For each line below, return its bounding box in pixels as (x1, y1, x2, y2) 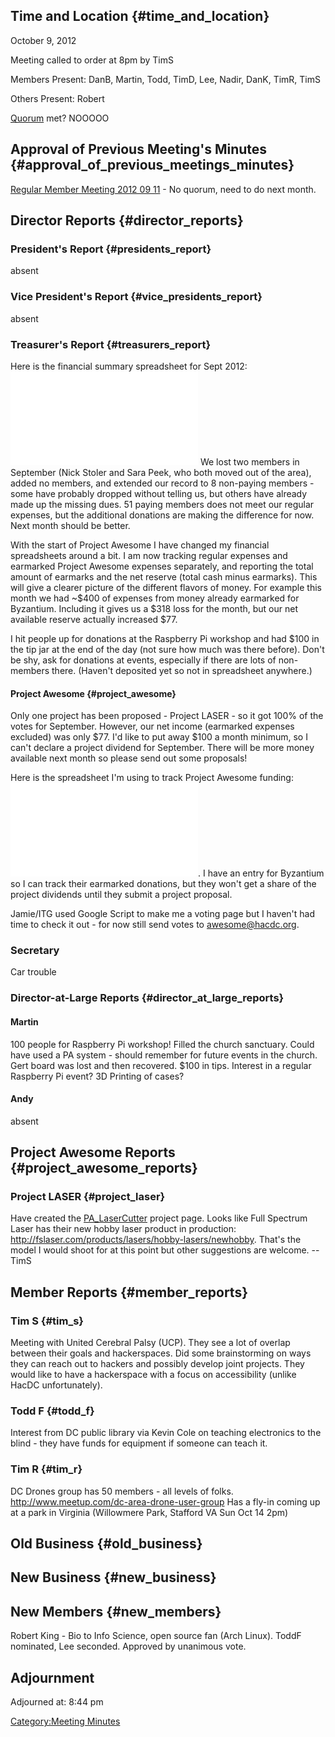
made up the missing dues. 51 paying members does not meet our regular (10, 498, 315, 510)
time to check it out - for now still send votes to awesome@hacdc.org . (10, 919, 300, 931)
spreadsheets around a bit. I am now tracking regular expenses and (10, 549, 288, 561)
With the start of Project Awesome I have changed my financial (10, 539, 270, 551)
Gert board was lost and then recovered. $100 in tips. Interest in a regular (10, 1059, 312, 1071)
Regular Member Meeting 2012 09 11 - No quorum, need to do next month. (10, 183, 317, 195)
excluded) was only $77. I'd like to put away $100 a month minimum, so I (10, 731, 308, 743)
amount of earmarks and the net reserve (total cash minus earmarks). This (10, 570, 318, 583)
